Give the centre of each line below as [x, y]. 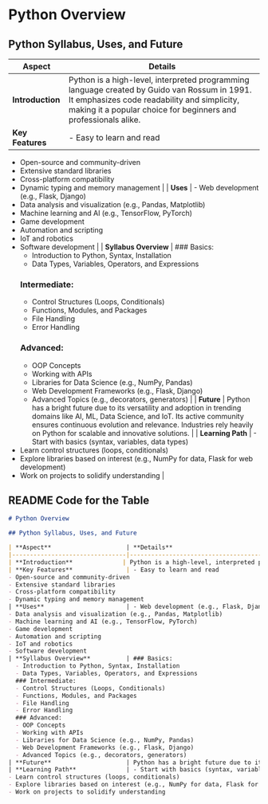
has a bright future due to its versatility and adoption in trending [136, 407]
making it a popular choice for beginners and [152, 110]
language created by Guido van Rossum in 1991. [160, 90]
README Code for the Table [79, 500]
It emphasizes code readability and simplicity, [154, 100]
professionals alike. [104, 120]
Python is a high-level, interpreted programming [159, 80]
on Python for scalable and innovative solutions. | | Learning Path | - [144, 433]
